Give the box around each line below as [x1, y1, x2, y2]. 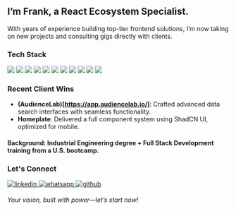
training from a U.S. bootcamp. [7, 146, 99, 155]
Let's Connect [7, 164, 57, 174]
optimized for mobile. [17, 123, 80, 131]
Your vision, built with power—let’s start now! [7, 195, 139, 204]
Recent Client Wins [7, 84, 75, 94]
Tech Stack [7, 49, 47, 59]
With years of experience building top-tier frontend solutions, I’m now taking [7, 24, 229, 32]
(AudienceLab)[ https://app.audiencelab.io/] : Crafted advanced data [17, 100, 221, 109]
